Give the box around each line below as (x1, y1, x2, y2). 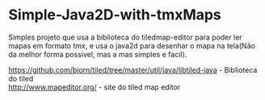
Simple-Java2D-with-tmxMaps (8, 6, 222, 24)
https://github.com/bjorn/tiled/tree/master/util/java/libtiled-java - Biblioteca (8, 65, 258, 74)
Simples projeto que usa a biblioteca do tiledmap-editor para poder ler (8, 32, 242, 42)
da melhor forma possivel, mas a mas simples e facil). (8, 49, 187, 59)
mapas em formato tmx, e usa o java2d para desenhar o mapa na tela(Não (8, 40, 256, 50)
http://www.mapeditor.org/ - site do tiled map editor (8, 82, 181, 92)
